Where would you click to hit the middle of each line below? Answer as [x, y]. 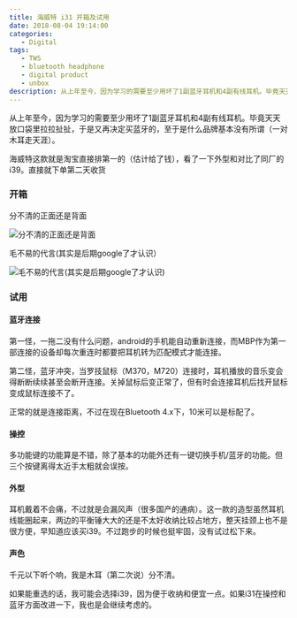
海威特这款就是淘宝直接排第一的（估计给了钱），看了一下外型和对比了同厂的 [147, 158]
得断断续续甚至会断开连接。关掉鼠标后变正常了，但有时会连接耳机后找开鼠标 [148, 382]
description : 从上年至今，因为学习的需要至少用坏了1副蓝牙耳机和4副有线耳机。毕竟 [144, 91]
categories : [31, 34]
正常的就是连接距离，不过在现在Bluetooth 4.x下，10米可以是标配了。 [134, 411]
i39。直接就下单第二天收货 [57, 170]
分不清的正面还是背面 [48, 215]
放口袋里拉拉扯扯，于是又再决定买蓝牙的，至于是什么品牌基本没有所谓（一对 [148, 128]
